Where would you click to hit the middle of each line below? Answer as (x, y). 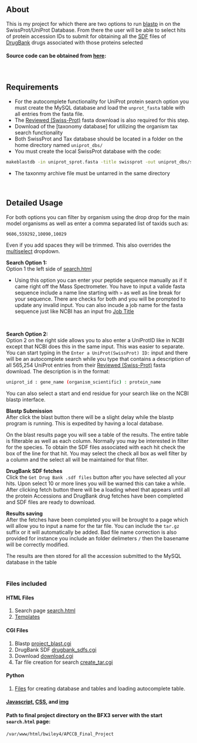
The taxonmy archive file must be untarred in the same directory (92, 173)
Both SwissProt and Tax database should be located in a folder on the (99, 139)
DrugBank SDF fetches (34, 471)
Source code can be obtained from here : (56, 56)
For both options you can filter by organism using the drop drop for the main (98, 217)
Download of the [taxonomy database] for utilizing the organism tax (96, 126)
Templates (27, 617)
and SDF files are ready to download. (51, 502)
